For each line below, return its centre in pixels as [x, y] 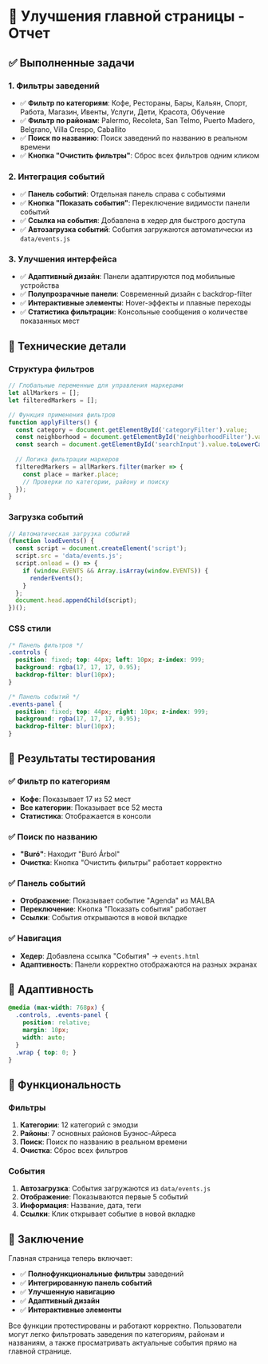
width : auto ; [44, 1037]
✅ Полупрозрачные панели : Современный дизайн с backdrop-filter [136, 294]
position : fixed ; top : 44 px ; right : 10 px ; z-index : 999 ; [112, 712]
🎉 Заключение [46, 1239]
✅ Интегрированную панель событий [86, 1283]
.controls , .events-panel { [62, 1015]
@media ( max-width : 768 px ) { [57, 1008]
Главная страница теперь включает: [71, 1258]
